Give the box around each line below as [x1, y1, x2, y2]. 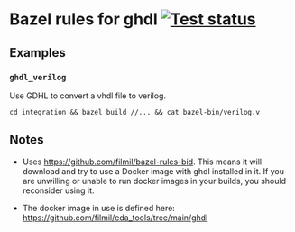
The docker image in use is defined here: [22, 202, 176, 213]
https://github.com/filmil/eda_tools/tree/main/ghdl [22, 212, 208, 223]
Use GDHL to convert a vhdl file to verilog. [9, 90, 167, 101]
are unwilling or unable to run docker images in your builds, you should [22, 175, 287, 186]
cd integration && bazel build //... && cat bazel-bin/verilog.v [9, 107, 260, 116]
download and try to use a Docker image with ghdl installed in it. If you [22, 165, 284, 176]
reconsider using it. [22, 185, 95, 196]
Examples [9, 45, 66, 60]
